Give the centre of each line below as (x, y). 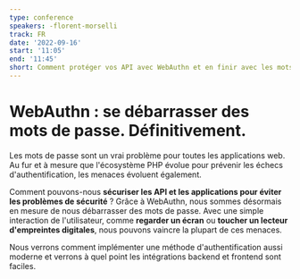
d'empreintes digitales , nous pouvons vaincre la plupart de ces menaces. (146, 230)
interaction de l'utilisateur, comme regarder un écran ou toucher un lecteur (149, 220)
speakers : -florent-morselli (63, 26)
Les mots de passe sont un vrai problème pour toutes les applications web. (147, 155)
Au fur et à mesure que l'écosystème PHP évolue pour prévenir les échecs (146, 165)
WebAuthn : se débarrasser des (129, 112)
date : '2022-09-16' (46, 42)
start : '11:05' (37, 51)
